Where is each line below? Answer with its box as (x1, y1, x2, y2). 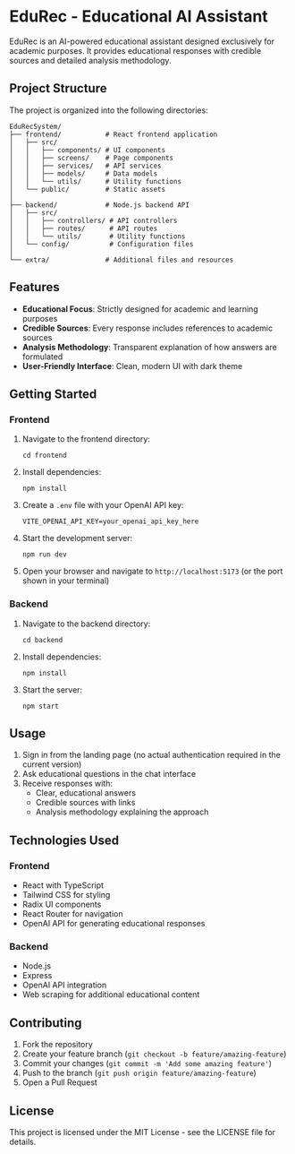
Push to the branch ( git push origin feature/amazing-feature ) (21, 1068, 257, 1079)
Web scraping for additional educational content (21, 989, 200, 1000)
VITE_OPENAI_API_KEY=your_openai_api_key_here (21, 517, 199, 526)
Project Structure (9, 81, 107, 96)
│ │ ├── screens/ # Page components (9, 153, 174, 162)
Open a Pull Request (21, 1077, 98, 1088)
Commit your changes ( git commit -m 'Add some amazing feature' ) (21, 1058, 273, 1069)
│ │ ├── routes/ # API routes (9, 224, 158, 233)
